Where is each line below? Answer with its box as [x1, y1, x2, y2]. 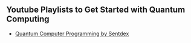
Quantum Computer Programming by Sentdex [15, 30, 129, 37]
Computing [6, 14, 50, 24]
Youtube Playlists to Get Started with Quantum [6, 5, 186, 15]
